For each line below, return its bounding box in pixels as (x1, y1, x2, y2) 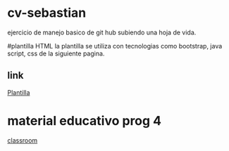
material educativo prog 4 (7, 112, 162, 129)
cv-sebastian (7, 5, 87, 21)
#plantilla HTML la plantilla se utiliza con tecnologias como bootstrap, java (7, 41, 223, 50)
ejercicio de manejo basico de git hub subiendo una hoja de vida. (7, 28, 197, 37)
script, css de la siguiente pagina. (7, 49, 105, 58)
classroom (7, 136, 38, 145)
